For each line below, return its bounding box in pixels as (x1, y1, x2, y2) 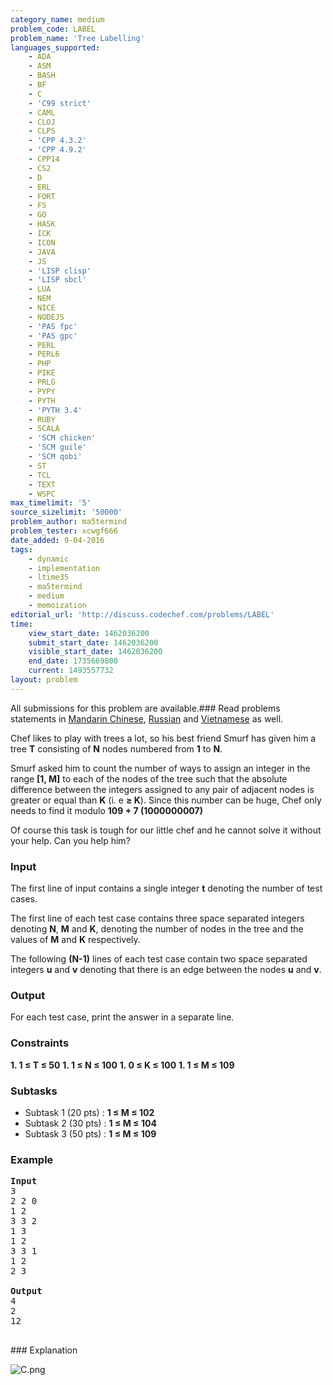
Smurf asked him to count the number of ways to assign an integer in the (10, 762, 311, 774)
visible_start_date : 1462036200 (28, 647, 163, 657)
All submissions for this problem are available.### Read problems (10, 702, 281, 714)
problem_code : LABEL (10, 24, 97, 34)
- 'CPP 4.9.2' (28, 145, 87, 155)
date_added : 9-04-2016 (10, 535, 105, 545)
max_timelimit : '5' (10, 498, 92, 508)
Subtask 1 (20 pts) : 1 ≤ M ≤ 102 (24, 1106, 155, 1118)
